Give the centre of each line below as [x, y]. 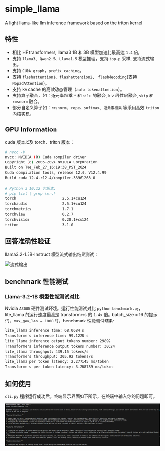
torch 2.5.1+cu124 [46, 199]
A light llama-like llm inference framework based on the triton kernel [74, 23]
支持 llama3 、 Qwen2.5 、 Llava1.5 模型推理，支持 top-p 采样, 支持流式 [81, 58]
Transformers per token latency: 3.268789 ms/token [59, 367]
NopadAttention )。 [31, 83]
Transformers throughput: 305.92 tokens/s [49, 356]
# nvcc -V [15, 152]
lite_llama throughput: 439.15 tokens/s [47, 351]
